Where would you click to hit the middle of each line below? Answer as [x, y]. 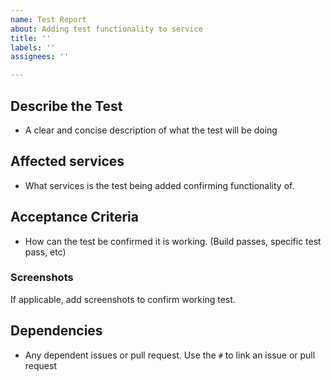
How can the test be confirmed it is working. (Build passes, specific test [173, 241]
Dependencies [56, 331]
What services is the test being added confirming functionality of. [159, 185]
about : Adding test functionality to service [106, 29]
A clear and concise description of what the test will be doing [151, 130]
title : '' [31, 38]
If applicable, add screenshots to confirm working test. [123, 299]
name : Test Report [48, 19]
